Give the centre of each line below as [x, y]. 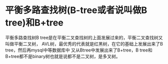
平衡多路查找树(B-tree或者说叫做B [76, 10]
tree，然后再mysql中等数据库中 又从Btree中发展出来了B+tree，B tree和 [79, 50]
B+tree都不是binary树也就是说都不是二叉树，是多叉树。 [63, 56]
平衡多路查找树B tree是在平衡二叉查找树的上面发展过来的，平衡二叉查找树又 [84, 37]
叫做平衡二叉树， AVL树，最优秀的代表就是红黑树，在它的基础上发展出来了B [84, 43]
